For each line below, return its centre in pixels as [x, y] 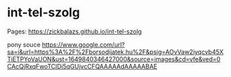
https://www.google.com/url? [84, 44]
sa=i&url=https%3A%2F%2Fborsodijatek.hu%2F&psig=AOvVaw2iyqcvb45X [115, 52]
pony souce [24, 44]
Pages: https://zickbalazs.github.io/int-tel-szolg [75, 31]
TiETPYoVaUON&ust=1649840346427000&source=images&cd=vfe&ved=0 [114, 59]
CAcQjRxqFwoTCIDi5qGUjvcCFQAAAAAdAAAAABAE [82, 66]
